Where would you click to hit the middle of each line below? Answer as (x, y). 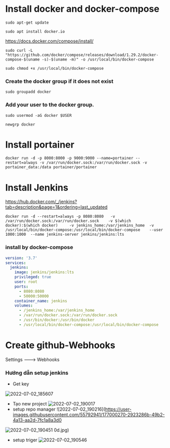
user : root (26, 282)
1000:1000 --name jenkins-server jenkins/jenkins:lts (65, 235)
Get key (21, 384)
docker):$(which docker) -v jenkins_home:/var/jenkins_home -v (80, 226)
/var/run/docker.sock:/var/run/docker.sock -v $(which (68, 221)
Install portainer (40, 145)
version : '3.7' (21, 258)
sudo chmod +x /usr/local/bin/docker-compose (54, 68)
